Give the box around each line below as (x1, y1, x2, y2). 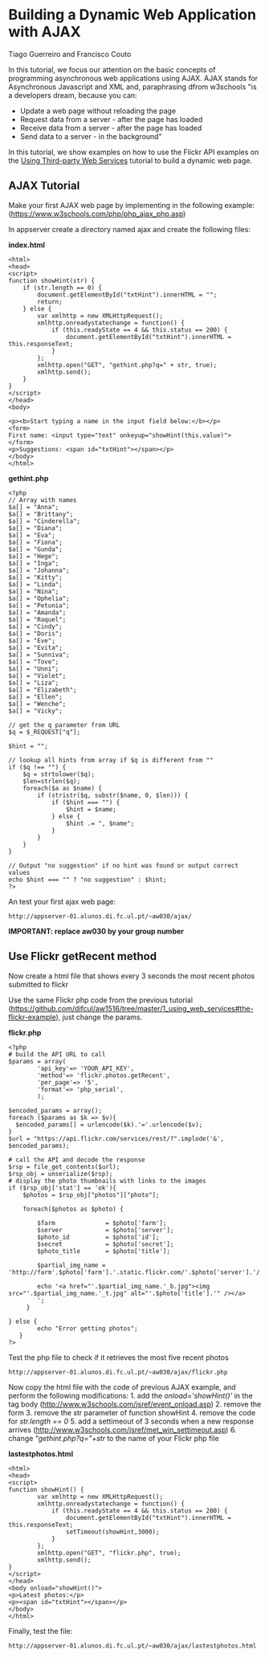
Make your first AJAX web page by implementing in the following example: (8, 200, 255, 210)
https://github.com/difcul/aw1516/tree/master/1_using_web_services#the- (10, 1003, 255, 1013)
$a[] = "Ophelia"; (8, 594, 70, 602)
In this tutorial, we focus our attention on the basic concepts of (8, 64, 216, 74)
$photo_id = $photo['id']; (37, 1233, 160, 1241)
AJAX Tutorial (8, 179, 80, 193)
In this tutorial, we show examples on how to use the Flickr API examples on (8, 147, 259, 157)
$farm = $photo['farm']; (37, 1219, 167, 1227)
